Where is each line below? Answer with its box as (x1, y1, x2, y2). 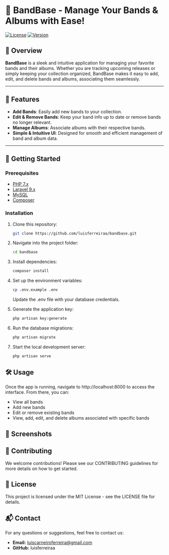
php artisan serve (12, 353, 51, 359)
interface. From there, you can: (5, 389, 69, 395)
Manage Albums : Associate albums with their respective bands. (12, 124, 146, 130)
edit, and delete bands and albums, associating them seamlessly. (5, 75, 140, 82)
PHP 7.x (12, 181, 29, 187)
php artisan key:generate (12, 316, 67, 321)
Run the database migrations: (12, 325, 74, 331)
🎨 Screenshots (5, 430, 52, 438)
